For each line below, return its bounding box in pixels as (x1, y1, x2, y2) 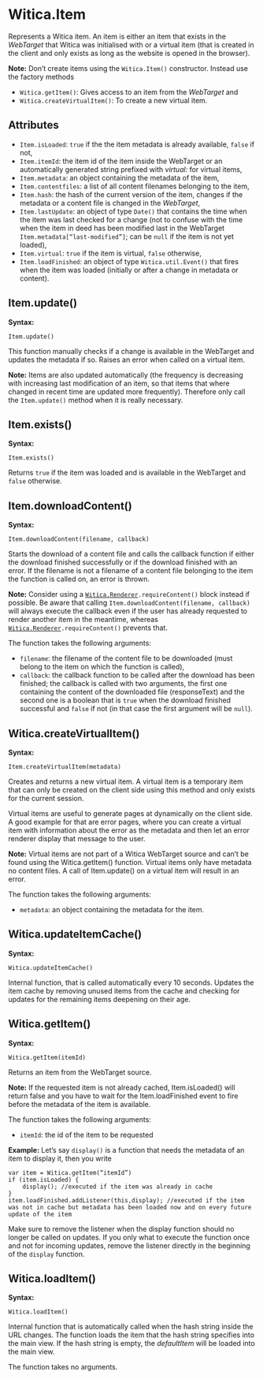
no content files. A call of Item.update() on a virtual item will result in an (8, 866, 239, 875)
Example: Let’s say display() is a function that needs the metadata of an (8, 1145, 245, 1154)
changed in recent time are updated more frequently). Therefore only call (8, 386, 246, 396)
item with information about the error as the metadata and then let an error (8, 826, 250, 835)
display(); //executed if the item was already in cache (22, 1183, 213, 1191)
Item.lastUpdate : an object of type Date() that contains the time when (19, 207, 247, 216)
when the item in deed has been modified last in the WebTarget (19, 223, 225, 233)
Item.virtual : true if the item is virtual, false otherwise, (19, 248, 202, 258)
